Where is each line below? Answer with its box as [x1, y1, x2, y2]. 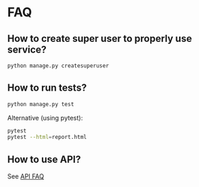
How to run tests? [7, 82, 87, 94]
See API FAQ [7, 172, 45, 181]
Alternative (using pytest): [7, 113, 84, 122]
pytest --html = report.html [7, 134, 87, 141]
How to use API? [7, 153, 81, 165]
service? [7, 43, 47, 55]
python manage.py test [7, 101, 74, 108]
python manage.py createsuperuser [7, 62, 110, 69]
